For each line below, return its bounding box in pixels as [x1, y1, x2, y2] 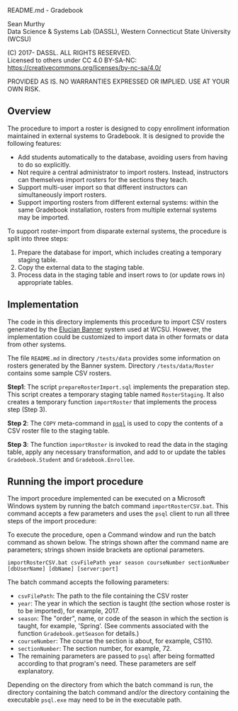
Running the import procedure [7, 476, 144, 488]
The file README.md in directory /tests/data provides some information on [7, 353, 221, 362]
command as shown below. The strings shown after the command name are [7, 538, 229, 547]
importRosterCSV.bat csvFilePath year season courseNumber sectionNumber [7, 559, 230, 567]
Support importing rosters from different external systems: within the [17, 198, 219, 206]
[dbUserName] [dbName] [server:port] [7, 566, 119, 573]
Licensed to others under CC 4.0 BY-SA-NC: [7, 56, 137, 64]
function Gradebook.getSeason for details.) [17, 630, 140, 638]
